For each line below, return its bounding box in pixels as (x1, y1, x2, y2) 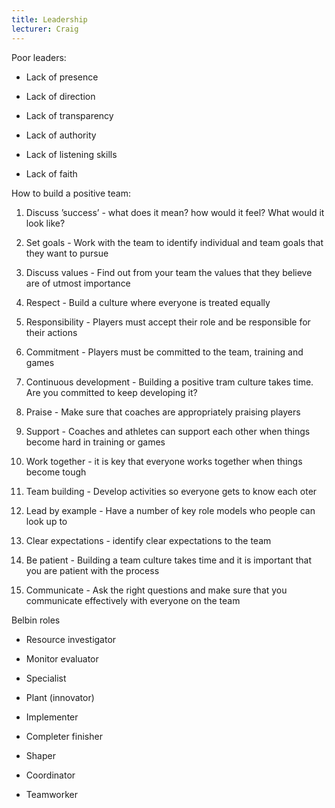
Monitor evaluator (25, 652, 99, 665)
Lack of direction (25, 90, 96, 102)
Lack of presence (25, 71, 99, 83)
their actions (25, 326, 78, 338)
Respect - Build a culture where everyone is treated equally (25, 296, 271, 308)
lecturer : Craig (11, 24, 79, 34)
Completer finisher (25, 730, 103, 742)
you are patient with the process (25, 564, 160, 576)
